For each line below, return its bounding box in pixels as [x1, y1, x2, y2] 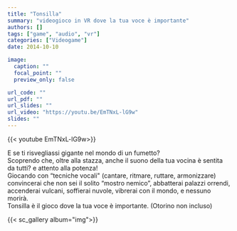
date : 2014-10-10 [7, 43, 59, 50]
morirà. [7, 193, 28, 203]
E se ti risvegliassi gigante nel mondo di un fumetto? [7, 149, 160, 157]
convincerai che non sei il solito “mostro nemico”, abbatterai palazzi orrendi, [7, 178, 231, 187]
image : [7, 56, 27, 64]
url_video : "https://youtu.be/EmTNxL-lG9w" [7, 109, 139, 116]
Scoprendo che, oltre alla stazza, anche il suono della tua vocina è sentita [7, 156, 223, 164]
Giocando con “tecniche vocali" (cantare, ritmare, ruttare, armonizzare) [7, 171, 216, 180]
